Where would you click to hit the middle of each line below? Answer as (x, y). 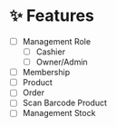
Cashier (51, 52)
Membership (46, 73)
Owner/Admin (62, 62)
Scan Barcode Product (64, 103)
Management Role (57, 41)
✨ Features (52, 16)
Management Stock (59, 113)
